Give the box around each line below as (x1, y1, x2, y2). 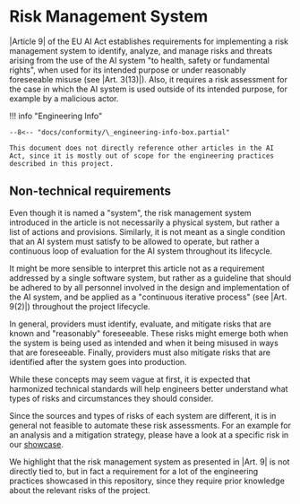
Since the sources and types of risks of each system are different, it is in (9, 410, 277, 421)
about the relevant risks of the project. (9, 484, 150, 495)
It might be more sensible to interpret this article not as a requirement (9, 263, 265, 274)
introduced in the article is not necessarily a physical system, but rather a (9, 217, 280, 228)
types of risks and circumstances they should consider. (9, 393, 214, 404)
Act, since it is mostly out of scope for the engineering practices (9, 151, 275, 161)
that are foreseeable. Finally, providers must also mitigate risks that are (9, 347, 271, 358)
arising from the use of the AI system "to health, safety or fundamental (9, 55, 270, 65)
